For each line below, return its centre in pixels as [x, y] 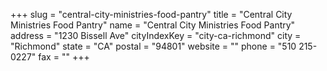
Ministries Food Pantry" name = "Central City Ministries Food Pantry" [153, 25]
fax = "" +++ [64, 57]
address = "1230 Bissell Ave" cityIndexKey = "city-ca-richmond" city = [156, 35]
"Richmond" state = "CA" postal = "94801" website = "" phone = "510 [153, 46]
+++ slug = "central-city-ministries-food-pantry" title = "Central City [151, 14]
